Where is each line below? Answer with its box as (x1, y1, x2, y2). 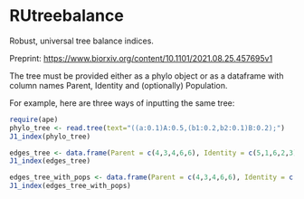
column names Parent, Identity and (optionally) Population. (9, 80, 228, 90)
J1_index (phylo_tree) (9, 132, 91, 141)
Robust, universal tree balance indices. (9, 35, 154, 46)
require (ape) (9, 115, 59, 124)
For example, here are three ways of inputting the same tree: (9, 97, 235, 109)
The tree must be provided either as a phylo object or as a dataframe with (9, 70, 284, 81)
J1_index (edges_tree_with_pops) (9, 182, 131, 191)
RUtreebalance (9, 5, 124, 26)
